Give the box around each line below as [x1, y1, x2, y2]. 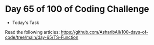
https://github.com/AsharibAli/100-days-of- [61, 29, 148, 35]
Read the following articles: [5, 29, 60, 35]
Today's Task [12, 20, 39, 25]
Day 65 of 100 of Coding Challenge [5, 3, 150, 15]
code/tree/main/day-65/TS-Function [5, 34, 79, 40]
